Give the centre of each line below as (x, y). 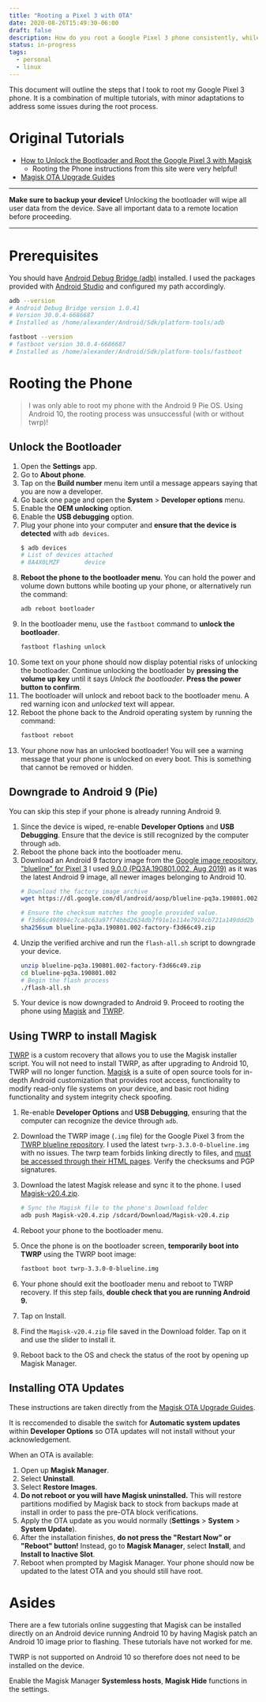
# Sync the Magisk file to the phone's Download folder (114, 1208)
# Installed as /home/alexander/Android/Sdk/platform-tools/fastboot (126, 352)
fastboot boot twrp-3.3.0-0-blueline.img (89, 1269)
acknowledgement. (40, 1439)
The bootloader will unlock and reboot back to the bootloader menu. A (135, 695)
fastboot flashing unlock (63, 647)
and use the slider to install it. (68, 1339)
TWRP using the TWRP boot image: (78, 1254)
